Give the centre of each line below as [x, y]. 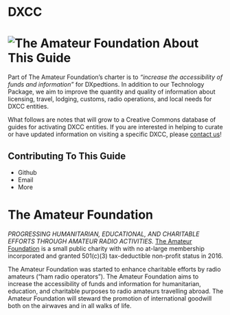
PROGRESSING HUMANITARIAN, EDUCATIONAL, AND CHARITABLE [104, 234]
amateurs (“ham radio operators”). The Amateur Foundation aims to [103, 276]
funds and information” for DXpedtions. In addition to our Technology [106, 85]
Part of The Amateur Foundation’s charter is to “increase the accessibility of [115, 77]
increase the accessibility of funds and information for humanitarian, [104, 283]
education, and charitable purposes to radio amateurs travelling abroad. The [116, 291]
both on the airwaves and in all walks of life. [70, 305]
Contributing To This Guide [67, 156]
